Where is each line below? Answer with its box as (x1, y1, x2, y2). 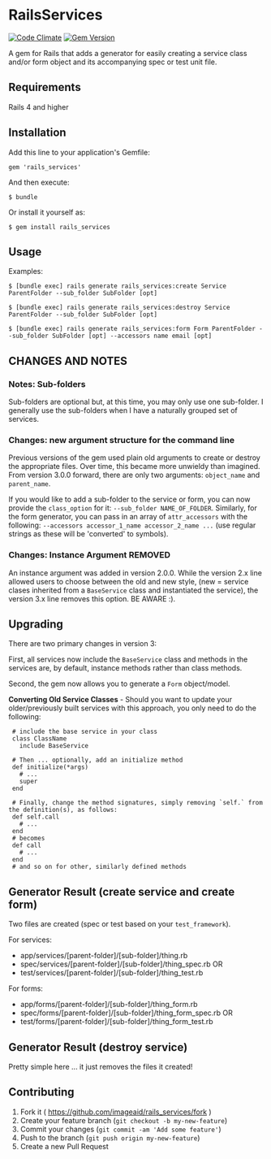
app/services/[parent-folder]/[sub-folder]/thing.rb (19, 951, 188, 961)
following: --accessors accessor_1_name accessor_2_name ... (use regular (8, 520, 256, 530)
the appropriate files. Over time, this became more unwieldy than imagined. (8, 462, 261, 471)
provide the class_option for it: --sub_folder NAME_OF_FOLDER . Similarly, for (8, 503, 257, 513)
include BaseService (19, 742, 89, 750)
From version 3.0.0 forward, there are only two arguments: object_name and (8, 470, 260, 480)
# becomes (11, 835, 45, 843)
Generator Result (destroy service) (8, 1040, 188, 1054)
